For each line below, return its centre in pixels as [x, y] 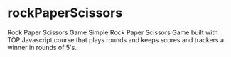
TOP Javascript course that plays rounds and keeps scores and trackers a [116, 39]
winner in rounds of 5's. [42, 47]
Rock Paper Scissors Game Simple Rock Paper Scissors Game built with [113, 32]
